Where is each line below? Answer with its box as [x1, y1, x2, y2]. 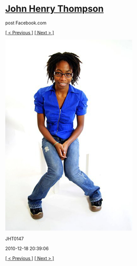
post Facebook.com [5, 20, 47, 26]
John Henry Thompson [5, 3, 104, 15]
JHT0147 [5, 236, 24, 242]
